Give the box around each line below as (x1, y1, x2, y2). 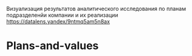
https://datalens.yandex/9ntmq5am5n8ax (6, 18, 111, 25)
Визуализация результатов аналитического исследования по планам (6, 5, 187, 12)
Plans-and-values (6, 39, 99, 53)
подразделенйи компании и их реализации (6, 11, 118, 19)
